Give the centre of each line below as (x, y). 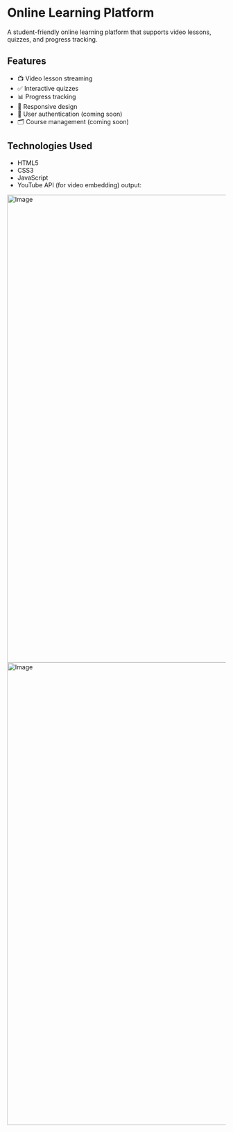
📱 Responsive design (47, 106)
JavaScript (33, 178)
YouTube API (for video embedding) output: (79, 185)
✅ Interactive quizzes (48, 88)
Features (27, 61)
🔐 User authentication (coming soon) (70, 114)
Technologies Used (50, 146)
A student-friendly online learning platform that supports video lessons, (109, 32)
